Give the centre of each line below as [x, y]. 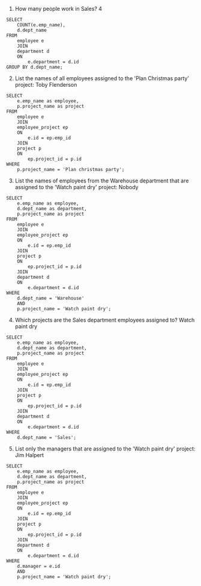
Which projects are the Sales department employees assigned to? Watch [105, 320]
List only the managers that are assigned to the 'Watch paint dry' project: [105, 449]
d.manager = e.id [39, 566]
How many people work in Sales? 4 [58, 9]
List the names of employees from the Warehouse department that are [102, 181]
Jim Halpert [29, 455]
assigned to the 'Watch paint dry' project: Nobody [77, 187]
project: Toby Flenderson [46, 85]
